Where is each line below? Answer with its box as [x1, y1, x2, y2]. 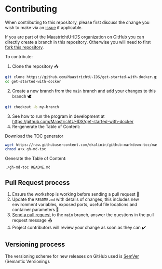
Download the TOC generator [5, 133, 64, 139]
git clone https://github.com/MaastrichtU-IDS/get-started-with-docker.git [5, 74, 161, 79]
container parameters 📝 [12, 207, 59, 212]
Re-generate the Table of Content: [12, 124, 81, 129]
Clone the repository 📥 [12, 63, 59, 69]
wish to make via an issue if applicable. [5, 24, 83, 30]
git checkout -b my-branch [5, 104, 59, 110]
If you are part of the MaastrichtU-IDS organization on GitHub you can [5, 34, 145, 40]
